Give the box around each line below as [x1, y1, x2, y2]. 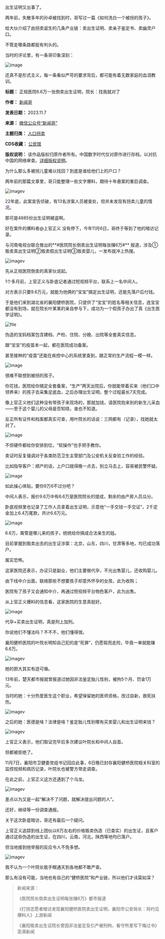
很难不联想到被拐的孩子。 [5, 372, 57, 378]
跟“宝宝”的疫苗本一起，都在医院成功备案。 [5, 342, 91, 348]
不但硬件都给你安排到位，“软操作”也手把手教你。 [5, 442, 104, 448]
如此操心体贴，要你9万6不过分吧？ [5, 483, 75, 489]
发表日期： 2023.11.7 [5, 110, 47, 115]
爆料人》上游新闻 [17, 912, 52, 918]
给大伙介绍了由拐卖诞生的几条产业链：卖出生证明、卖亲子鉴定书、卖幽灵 [5, 25, 151, 31]
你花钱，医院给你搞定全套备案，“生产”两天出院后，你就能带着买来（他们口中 [5, 383, 160, 389]
